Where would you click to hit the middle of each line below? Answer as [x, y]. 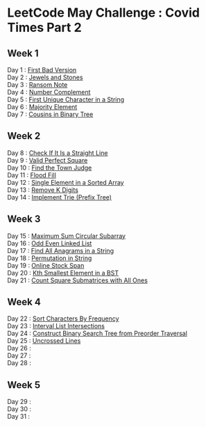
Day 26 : [19, 348]
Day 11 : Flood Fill [32, 175]
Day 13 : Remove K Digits [43, 190]
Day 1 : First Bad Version [42, 70]
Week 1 [23, 53]
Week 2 [24, 136]
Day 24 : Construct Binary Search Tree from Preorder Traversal [97, 333]
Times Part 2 [44, 27]
